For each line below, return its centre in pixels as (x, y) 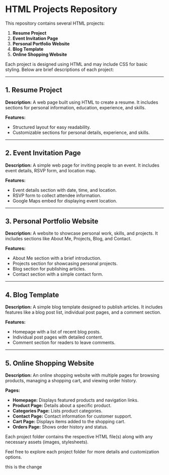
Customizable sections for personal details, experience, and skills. (81, 132)
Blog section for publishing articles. (49, 269)
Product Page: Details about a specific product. (62, 405)
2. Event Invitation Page (43, 153)
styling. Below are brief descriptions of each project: (60, 70)
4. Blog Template (32, 295)
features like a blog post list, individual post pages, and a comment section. (83, 312)
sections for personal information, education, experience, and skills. (75, 107)
